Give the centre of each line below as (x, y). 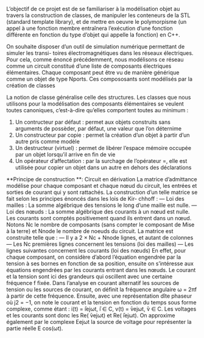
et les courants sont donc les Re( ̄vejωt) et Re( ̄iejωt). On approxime (91, 315)
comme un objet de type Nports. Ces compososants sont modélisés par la (100, 79)
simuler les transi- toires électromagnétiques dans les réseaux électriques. (100, 53)
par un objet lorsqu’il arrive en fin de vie (65, 154)
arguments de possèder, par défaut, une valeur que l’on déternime (98, 128)
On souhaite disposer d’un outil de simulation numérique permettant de (96, 46)
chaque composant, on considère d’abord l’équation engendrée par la (94, 257)
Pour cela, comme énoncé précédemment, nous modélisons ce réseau (95, 59)
